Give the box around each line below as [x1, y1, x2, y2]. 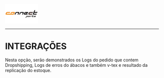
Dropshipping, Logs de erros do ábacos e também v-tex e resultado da [5, 62, 148, 68]
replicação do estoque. [5, 67, 52, 73]
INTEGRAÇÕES [5, 41, 67, 52]
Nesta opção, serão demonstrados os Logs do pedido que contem [5, 57, 139, 63]
